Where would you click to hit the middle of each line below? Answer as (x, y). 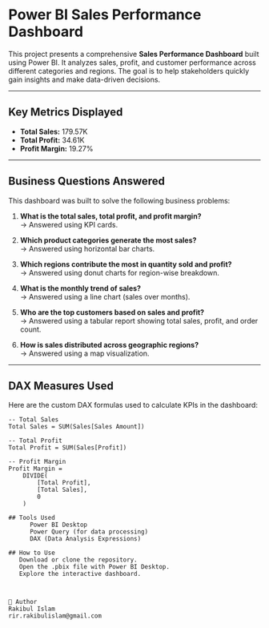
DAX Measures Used (61, 386)
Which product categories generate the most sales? (108, 240)
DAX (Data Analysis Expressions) (85, 539)
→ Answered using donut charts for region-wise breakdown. (120, 272)
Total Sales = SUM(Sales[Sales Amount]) (77, 427)
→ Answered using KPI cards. (69, 224)
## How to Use (32, 553)
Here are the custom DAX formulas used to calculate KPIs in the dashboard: (133, 405)
